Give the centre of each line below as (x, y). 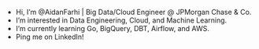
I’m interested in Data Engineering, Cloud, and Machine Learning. (121, 20)
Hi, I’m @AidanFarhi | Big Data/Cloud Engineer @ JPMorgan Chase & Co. (133, 12)
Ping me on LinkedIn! (50, 37)
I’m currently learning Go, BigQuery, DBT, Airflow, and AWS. (113, 28)
